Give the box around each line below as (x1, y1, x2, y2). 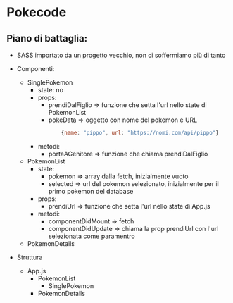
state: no (37, 86, 64, 94)
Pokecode (6, 4, 67, 20)
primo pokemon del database (48, 187, 134, 195)
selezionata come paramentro (48, 232, 135, 240)
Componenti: (16, 65, 55, 73)
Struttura (16, 253, 43, 261)
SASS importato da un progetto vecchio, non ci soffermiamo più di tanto (16, 51, 226, 59)
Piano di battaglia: (6, 32, 88, 44)
